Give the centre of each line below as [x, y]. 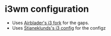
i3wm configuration [47, 9]
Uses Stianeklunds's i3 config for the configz [59, 28]
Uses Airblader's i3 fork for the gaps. [50, 23]
